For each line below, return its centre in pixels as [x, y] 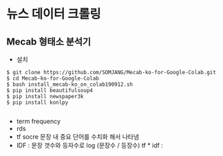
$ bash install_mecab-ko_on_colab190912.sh [70, 85]
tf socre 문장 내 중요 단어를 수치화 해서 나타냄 [77, 137]
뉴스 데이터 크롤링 [54, 14]
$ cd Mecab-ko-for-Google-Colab [53, 78]
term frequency [39, 121]
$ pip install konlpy [38, 102]
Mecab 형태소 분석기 [49, 42]
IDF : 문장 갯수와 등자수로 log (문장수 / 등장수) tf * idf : [89, 145]
